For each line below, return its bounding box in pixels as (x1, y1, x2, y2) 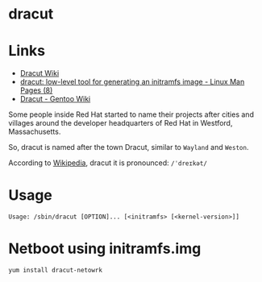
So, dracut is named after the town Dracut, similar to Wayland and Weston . (8, 143, 249, 152)
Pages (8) (19, 85, 53, 95)
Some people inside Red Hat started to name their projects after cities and (8, 110, 254, 119)
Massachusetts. (8, 126, 61, 137)
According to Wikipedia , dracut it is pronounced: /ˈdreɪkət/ (8, 158, 208, 168)
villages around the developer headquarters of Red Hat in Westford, (8, 118, 233, 128)
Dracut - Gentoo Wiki (19, 94, 91, 104)
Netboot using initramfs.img (8, 239, 202, 258)
